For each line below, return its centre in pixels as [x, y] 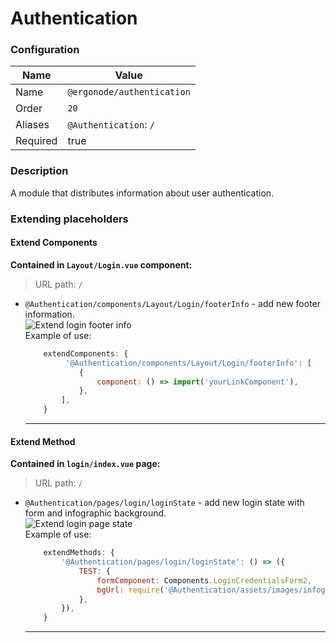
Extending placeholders [69, 219]
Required [36, 141]
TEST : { [94, 571]
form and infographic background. [95, 513]
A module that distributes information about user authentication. [142, 193]
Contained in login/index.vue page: [85, 464]
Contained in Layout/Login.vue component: [101, 264]
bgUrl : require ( [130, 590]
